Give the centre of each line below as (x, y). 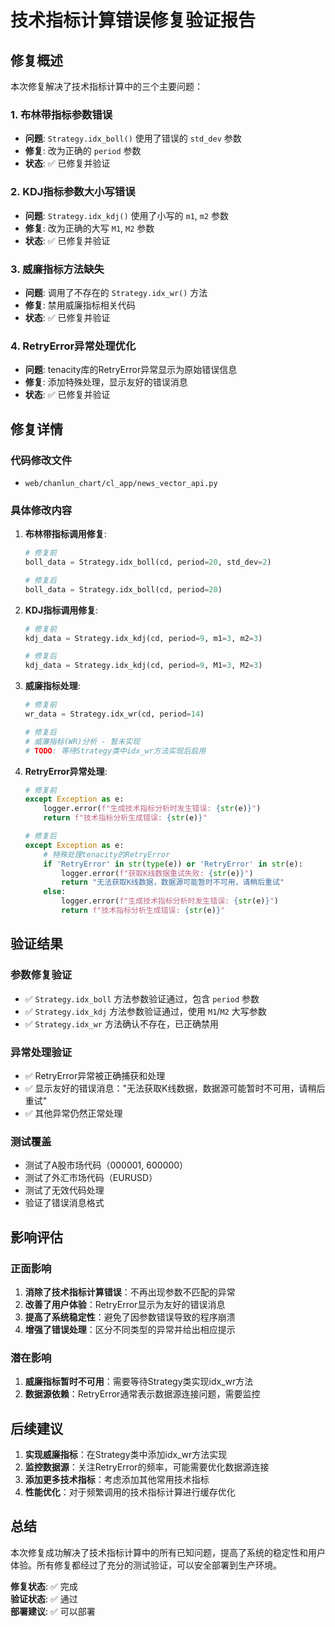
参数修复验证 (41, 975)
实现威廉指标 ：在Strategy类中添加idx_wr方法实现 (126, 1454)
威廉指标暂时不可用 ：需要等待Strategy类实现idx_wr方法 (139, 1382)
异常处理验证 (41, 1052)
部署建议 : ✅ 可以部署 (53, 1611)
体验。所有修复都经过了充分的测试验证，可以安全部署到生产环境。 (146, 1565)
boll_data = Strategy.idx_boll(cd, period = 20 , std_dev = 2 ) (148, 562)
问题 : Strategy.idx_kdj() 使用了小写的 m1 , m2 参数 (127, 215)
